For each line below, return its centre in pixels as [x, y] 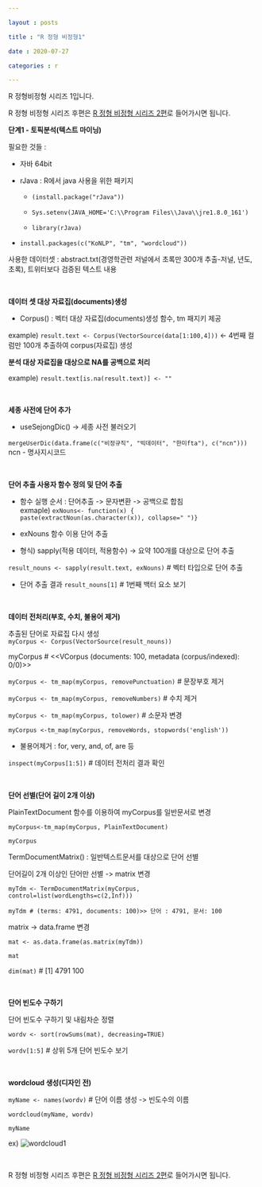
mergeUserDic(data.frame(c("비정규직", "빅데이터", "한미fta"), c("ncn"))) [128, 444]
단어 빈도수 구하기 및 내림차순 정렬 [61, 1020]
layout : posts [33, 22]
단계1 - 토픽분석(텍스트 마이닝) [55, 130]
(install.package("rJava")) [78, 197]
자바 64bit [36, 164]
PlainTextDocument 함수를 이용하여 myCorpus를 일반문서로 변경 [110, 812]
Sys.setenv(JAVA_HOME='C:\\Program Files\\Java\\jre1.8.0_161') [140, 213]
